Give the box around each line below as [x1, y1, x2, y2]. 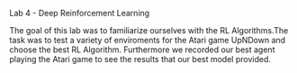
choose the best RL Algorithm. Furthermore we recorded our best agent [9, 44, 275, 55]
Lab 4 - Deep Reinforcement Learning [9, 8, 150, 18]
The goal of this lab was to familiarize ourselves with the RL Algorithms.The [9, 25, 289, 35]
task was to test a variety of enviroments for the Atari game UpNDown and [9, 35, 286, 45]
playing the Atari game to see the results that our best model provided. [9, 54, 272, 64]
